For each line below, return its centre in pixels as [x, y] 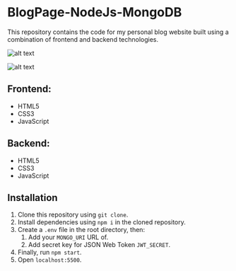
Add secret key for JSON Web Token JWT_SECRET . [99, 245]
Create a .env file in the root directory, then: [81, 230]
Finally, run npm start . [49, 253]
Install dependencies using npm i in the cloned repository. [101, 222]
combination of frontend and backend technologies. [83, 39]
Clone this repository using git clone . [73, 215]
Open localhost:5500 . [49, 260]
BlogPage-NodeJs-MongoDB [95, 12]
